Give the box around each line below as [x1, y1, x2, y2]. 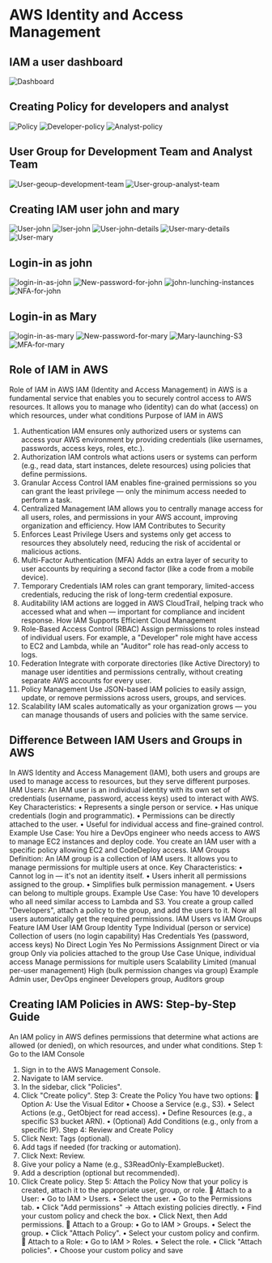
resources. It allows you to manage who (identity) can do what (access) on [9, 402, 258, 411]
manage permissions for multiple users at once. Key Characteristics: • [9, 862, 244, 872]
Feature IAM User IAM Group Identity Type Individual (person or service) [9, 922, 252, 932]
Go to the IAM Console [9, 1048, 85, 1058]
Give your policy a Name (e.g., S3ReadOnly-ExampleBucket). [20, 1159, 225, 1169]
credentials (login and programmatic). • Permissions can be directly [9, 810, 236, 820]
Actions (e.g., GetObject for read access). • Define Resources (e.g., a [20, 1108, 253, 1117]
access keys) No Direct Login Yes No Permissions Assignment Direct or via [9, 939, 260, 949]
